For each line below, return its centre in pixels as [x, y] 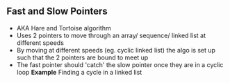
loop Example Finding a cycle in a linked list [79, 72]
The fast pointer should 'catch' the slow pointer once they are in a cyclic [120, 64]
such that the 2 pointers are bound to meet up [82, 57]
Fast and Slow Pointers [57, 11]
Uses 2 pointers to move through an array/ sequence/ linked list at [111, 35]
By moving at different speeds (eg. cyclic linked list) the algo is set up [116, 50]
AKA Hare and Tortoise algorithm [64, 28]
